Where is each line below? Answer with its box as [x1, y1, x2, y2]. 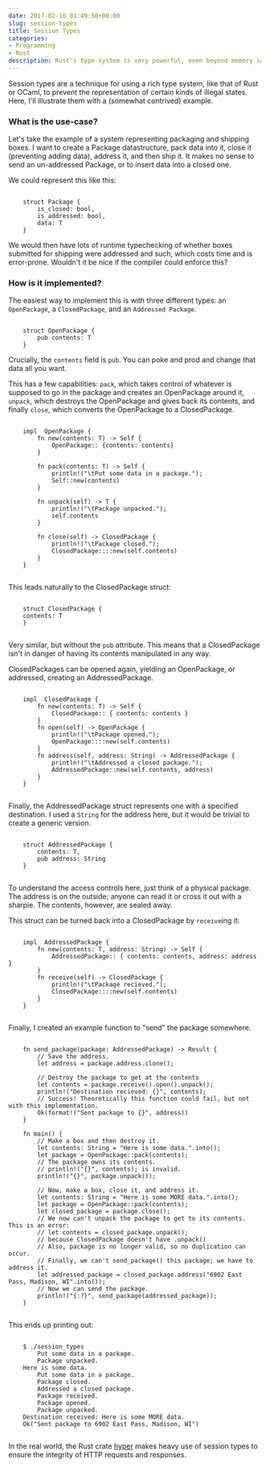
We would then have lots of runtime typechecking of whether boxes [8, 241, 233, 250]
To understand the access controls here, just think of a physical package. [8, 883, 252, 893]
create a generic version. [8, 818, 91, 828]
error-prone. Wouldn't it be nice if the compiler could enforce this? [8, 258, 228, 267]
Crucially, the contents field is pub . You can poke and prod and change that [8, 355, 256, 365]
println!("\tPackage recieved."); [51, 981, 167, 989]
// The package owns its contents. [37, 1158, 157, 1167]
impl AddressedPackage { [22, 938, 110, 946]
